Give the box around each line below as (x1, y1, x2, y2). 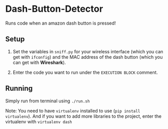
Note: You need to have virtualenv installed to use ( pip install (5, 107, 141, 114)
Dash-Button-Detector (5, 3, 103, 15)
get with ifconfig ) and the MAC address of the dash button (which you (12, 54, 163, 60)
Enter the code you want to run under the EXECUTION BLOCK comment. (12, 69, 158, 75)
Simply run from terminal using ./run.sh (5, 98, 90, 104)
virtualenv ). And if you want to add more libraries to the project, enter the (5, 113, 162, 119)
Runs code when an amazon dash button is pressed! (5, 20, 116, 26)
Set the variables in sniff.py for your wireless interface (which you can (12, 48, 163, 54)
